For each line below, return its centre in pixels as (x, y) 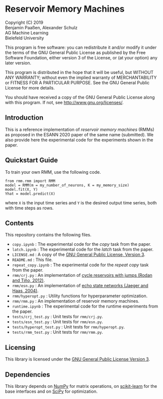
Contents (19, 223)
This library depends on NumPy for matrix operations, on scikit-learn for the (81, 386)
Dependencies (27, 374)
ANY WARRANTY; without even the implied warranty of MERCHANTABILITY (81, 77)
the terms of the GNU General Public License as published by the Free (75, 53)
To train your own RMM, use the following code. (53, 172)
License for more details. (30, 88)
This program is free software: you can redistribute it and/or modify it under (81, 47)
